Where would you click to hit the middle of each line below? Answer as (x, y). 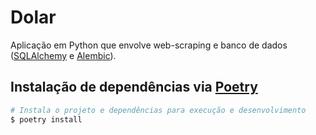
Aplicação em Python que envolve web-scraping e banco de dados (149, 45)
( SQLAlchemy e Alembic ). (63, 55)
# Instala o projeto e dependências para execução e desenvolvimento (158, 110)
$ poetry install (46, 119)
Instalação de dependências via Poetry (134, 87)
